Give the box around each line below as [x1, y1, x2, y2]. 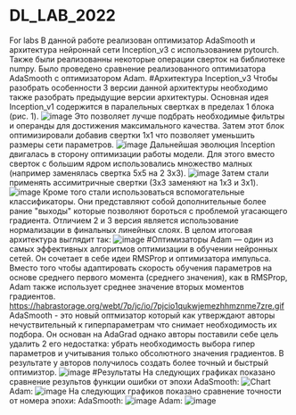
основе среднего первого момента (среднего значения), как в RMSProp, [9, 271, 288, 282]
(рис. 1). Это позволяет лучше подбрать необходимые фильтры [9, 111, 285, 121]
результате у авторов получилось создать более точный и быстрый [9, 357, 269, 368]
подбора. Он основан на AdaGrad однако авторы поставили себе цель [9, 328, 279, 339]
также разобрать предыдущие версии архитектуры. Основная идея [9, 91, 269, 103]
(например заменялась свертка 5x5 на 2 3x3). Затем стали [9, 167, 269, 178]
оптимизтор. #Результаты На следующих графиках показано [9, 367, 276, 378]
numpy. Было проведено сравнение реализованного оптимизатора [9, 63, 266, 74]
